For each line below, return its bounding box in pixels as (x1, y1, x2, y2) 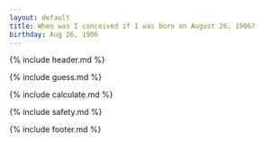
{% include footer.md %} (9, 124, 102, 135)
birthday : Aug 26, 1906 (9, 30, 99, 39)
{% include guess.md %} (9, 72, 102, 83)
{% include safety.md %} (9, 107, 103, 118)
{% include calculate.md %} (9, 89, 114, 100)
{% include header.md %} (9, 55, 105, 66)
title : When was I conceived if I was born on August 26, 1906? (9, 22, 256, 31)
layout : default (9, 13, 70, 22)
